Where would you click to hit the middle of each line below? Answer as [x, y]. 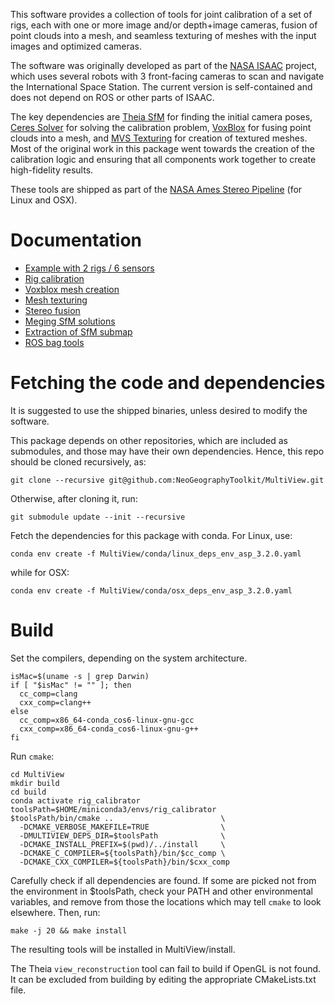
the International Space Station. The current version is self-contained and [161, 87]
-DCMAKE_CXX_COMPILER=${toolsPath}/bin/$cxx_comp [124, 862]
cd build [28, 792]
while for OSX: [40, 572]
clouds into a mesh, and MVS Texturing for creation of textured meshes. [159, 138]
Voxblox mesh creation [72, 289]
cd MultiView [37, 774]
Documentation [76, 240]
